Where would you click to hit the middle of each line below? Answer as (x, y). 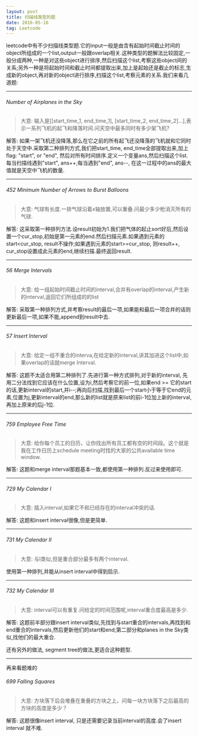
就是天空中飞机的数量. (38, 170)
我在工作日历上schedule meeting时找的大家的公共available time (98, 451)
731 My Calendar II (29, 540)
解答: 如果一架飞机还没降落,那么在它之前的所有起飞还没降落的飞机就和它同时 (99, 141)
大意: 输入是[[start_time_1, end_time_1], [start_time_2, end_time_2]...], (103, 121)
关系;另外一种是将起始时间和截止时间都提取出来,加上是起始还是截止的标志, (96, 68)
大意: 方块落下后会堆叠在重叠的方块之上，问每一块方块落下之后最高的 (105, 701)
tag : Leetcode (24, 28)
